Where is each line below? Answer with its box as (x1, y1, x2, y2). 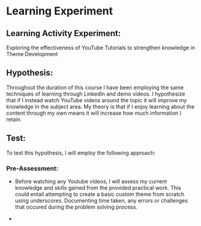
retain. (6, 115, 22, 123)
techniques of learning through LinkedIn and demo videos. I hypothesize (6, 90, 185, 97)
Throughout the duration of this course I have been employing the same (6, 84, 184, 91)
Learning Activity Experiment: (6, 28, 121, 38)
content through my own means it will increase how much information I (6, 109, 182, 117)
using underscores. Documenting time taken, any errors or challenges (14, 197, 188, 204)
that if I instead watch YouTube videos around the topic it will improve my (6, 96, 187, 103)
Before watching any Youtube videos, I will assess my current (14, 177, 167, 185)
